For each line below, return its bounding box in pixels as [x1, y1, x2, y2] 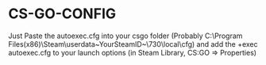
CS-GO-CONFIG [8, 5, 117, 23]
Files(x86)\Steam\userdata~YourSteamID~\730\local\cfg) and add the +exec [8, 39, 258, 48]
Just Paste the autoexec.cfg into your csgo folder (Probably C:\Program [8, 31, 243, 40]
